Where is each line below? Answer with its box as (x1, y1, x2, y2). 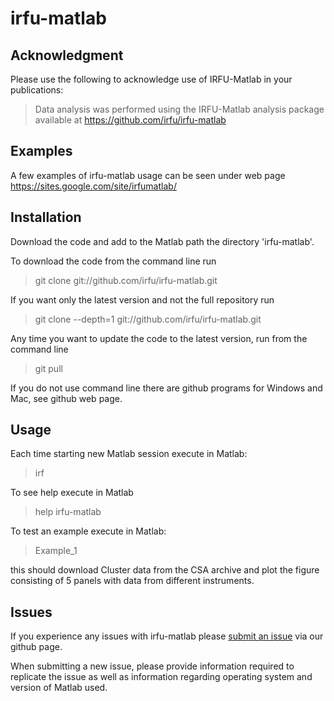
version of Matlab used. (10, 682, 108, 694)
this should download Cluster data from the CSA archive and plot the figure (10, 564, 320, 576)
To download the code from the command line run (10, 255, 217, 267)
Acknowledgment (10, 47, 124, 64)
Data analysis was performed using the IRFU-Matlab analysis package (34, 103, 325, 115)
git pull (34, 362, 63, 374)
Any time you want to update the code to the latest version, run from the (10, 332, 308, 344)
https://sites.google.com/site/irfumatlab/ (10, 180, 177, 192)
